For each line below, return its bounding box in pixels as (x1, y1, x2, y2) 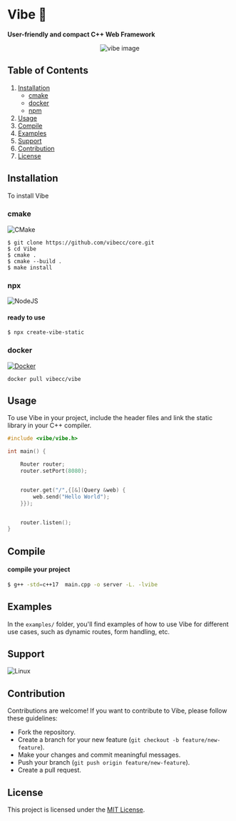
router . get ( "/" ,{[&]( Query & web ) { (20, 486, 126, 494)
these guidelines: (7, 714, 58, 723)
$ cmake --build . (7, 257, 62, 265)
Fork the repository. (17, 728, 76, 737)
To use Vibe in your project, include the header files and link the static (7, 414, 212, 422)
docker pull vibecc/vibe (7, 375, 81, 382)
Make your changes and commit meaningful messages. (17, 750, 181, 759)
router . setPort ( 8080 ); (20, 467, 88, 475)
